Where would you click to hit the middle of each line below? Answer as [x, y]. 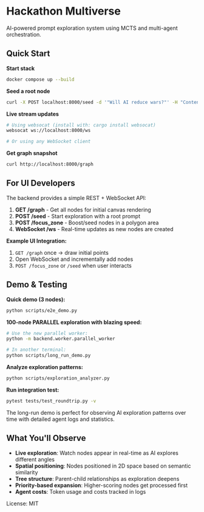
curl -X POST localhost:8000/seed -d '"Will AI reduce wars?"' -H [92, 102]
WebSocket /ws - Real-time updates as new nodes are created [94, 229]
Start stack [21, 68]
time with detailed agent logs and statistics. [61, 419]
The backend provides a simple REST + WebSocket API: [76, 198]
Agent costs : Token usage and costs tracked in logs [80, 491]
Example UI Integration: [36, 241]
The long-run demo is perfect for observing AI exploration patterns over [96, 412]
